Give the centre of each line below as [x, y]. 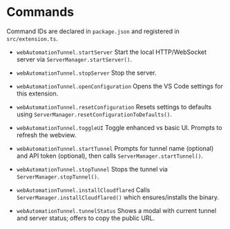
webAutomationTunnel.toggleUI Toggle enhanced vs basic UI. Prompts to [119, 127]
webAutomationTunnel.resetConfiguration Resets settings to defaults [114, 107]
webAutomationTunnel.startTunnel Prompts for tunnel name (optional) [115, 148]
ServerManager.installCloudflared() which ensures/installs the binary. [117, 197]
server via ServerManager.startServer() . [74, 59]
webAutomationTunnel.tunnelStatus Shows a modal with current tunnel [116, 210]
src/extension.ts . [32, 38]
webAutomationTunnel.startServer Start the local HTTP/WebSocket [111, 52]
